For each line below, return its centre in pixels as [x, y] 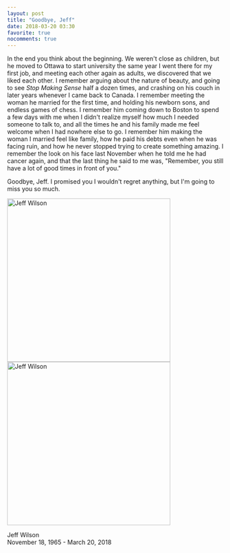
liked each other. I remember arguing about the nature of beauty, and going [114, 80]
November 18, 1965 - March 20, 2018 [59, 542]
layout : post [26, 13]
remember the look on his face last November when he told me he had [107, 154]
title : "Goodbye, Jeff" [41, 20]
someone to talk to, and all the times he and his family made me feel [103, 124]
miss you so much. [34, 189]
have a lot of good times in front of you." [64, 169]
